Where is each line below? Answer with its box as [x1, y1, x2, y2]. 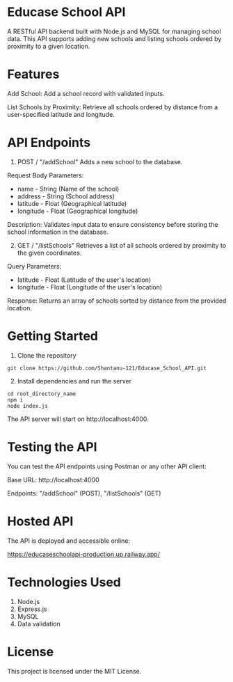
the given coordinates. [17, 248, 82, 257]
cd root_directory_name [7, 390, 77, 397]
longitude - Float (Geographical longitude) [17, 207, 138, 215]
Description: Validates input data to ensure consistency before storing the [7, 220, 218, 228]
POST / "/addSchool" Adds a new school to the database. [17, 157, 183, 166]
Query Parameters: [7, 262, 62, 270]
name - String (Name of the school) [17, 184, 120, 193]
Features [7, 67, 60, 82]
